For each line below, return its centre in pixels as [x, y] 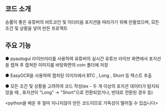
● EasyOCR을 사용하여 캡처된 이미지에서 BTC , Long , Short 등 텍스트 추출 [79, 75]
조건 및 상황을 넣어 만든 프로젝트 [37, 28]
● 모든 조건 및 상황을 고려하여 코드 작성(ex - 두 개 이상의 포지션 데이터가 [76, 86]
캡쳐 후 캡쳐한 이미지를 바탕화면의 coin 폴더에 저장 [59, 64]
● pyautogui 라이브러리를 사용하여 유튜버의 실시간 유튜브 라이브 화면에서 [77, 58]
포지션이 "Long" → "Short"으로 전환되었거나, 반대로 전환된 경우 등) [87, 92]
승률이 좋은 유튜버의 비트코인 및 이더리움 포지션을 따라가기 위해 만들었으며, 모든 [82, 22]
